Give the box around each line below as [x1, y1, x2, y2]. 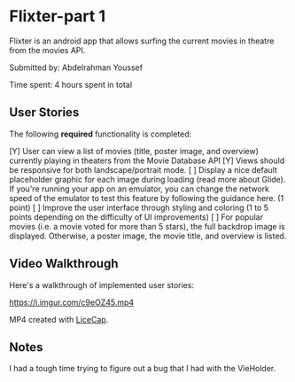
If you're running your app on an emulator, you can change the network [9, 183, 270, 194]
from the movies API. [9, 44, 86, 55]
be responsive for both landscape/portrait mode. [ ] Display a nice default [9, 164, 277, 175]
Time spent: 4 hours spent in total [9, 79, 133, 90]
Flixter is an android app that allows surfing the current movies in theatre [9, 35, 275, 46]
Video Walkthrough [9, 256, 119, 271]
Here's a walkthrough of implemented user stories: [9, 279, 195, 290]
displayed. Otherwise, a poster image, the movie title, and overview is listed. [9, 230, 287, 241]
